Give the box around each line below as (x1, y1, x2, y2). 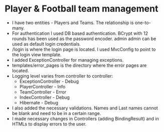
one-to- (134, 20, 151, 26)
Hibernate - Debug (19, 99, 59, 105)
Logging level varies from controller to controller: (12, 73, 113, 79)
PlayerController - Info (19, 83, 66, 89)
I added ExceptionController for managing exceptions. (12, 57, 124, 63)
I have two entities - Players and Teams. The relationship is (12, 20, 134, 26)
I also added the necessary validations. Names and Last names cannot (12, 105, 158, 111)
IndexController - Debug (19, 94, 70, 100)
